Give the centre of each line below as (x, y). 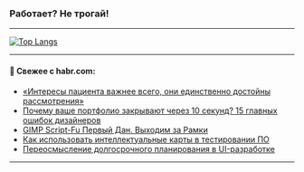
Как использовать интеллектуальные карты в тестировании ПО (146, 139)
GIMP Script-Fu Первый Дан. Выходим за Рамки (115, 129)
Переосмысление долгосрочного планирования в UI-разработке (149, 148)
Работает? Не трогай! (59, 14)
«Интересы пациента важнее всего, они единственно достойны (147, 91)
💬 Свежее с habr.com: (52, 71)
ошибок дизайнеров (62, 119)
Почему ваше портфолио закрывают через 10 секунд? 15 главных (150, 110)
